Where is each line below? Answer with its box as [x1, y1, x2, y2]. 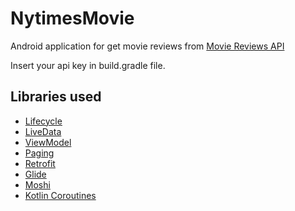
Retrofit [24, 157, 56, 169]
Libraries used [10, 88, 102, 106]
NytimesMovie [10, 7, 135, 30]
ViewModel [24, 136, 72, 148]
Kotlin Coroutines [24, 189, 97, 201]
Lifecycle [24, 115, 63, 127]
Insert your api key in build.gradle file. [10, 59, 166, 71]
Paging [24, 147, 55, 159]
